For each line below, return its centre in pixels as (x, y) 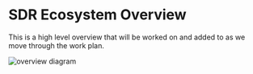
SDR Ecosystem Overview (98, 15)
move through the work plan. (57, 45)
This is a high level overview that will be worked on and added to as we (127, 37)
